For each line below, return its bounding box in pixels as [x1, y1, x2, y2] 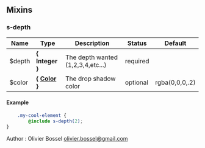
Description [74, 39, 110, 48]
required [124, 57, 149, 65]
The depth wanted [65, 53, 118, 62]
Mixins [6, 5, 32, 15]
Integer [35, 57, 58, 65]
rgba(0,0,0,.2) [155, 78, 196, 86]
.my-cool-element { [17, 112, 67, 118]
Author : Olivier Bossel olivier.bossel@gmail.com [6, 135, 128, 142]
